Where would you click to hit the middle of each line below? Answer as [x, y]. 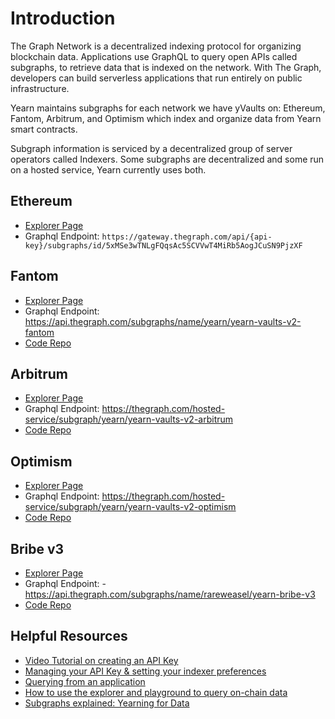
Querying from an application [85, 681]
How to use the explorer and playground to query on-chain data [156, 692]
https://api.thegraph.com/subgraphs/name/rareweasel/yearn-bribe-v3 [170, 594]
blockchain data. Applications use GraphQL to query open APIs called [154, 56]
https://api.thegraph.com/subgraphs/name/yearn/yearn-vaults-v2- [163, 321]
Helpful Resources [69, 636]
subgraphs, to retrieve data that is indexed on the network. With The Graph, [166, 67]
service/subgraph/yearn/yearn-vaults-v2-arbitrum [129, 419]
